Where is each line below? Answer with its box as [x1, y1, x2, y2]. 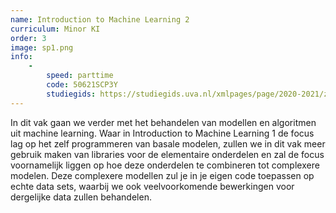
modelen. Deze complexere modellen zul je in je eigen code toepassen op [10, 169, 315, 181]
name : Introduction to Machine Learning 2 [10, 14, 190, 25]
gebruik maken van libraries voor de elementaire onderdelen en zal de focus [10, 148, 325, 160]
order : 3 [10, 33, 47, 43]
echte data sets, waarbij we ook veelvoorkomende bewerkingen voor [10, 180, 295, 192]
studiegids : [46, 89, 97, 99]
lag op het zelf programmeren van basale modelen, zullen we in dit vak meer [10, 137, 326, 150]
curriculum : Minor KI [10, 24, 101, 34]
